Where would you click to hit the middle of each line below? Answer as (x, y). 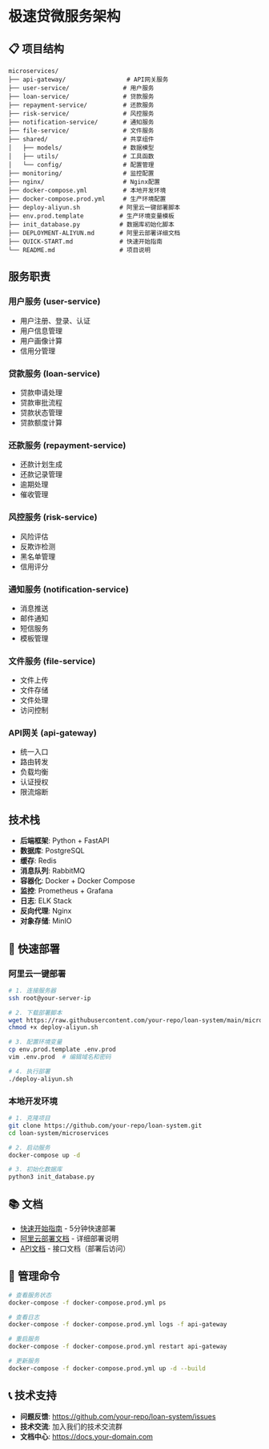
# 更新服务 (24, 1361)
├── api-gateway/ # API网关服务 (88, 79)
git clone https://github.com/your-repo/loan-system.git (105, 1125)
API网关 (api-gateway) (53, 733)
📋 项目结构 (36, 49)
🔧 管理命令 (34, 1276)
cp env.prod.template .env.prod (62, 1050)
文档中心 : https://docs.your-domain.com (86, 1436)
